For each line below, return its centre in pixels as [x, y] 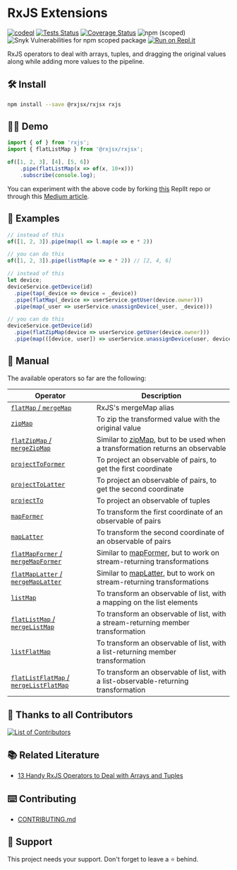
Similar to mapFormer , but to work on [158, 552]
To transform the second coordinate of [160, 532]
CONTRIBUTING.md [47, 820]
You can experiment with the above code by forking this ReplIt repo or [109, 188]
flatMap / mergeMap [41, 407]
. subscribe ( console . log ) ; [58, 175]
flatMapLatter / [37, 573]
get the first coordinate [134, 469]
